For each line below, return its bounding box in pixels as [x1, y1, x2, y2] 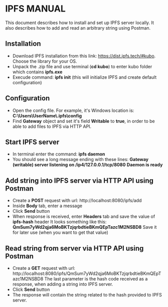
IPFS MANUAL [5, 3, 66, 15]
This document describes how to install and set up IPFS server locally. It [5, 20, 154, 26]
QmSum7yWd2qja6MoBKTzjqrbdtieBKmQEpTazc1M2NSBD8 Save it [12, 224, 157, 230]
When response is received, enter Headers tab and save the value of [12, 214, 155, 220]
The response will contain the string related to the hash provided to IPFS [12, 292, 162, 297]
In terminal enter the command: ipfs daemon [12, 151, 105, 157]
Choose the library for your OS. [12, 58, 77, 64]
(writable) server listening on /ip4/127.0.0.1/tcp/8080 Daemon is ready [12, 162, 163, 168]
